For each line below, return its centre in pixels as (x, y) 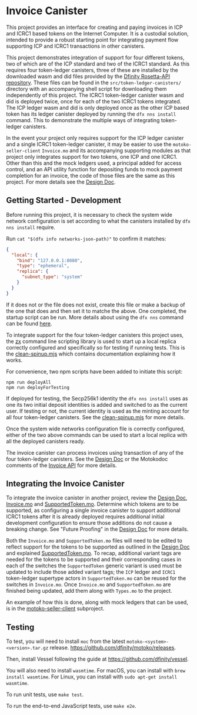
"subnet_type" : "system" (52, 277)
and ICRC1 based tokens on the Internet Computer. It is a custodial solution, (98, 33)
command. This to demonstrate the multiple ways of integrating (83, 120)
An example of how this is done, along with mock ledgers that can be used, (97, 602)
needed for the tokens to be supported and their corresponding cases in (94, 560)
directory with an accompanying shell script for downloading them (86, 89)
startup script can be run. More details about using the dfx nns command (95, 317)
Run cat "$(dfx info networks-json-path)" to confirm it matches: (86, 239)
